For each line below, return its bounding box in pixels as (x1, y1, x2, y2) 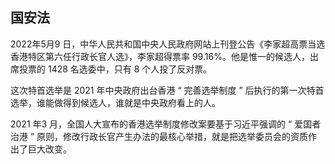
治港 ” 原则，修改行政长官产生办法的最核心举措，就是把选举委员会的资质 (10, 130, 309, 142)
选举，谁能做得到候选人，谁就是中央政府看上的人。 (10, 96, 221, 108)
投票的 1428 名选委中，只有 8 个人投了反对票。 (18, 63, 213, 75)
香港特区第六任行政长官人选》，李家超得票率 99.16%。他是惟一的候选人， (10, 50, 310, 62)
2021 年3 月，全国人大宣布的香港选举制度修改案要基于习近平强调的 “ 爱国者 (10, 118, 322, 130)
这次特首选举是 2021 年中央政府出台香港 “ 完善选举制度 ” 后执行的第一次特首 (10, 84, 325, 96)
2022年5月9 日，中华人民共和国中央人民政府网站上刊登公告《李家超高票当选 (10, 38, 326, 50)
